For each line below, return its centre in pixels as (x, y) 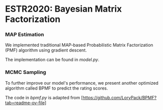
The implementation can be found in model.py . (52, 60)
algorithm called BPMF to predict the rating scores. (56, 88)
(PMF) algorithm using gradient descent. (46, 50)
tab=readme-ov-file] (26, 103)
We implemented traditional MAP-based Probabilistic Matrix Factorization (79, 45)
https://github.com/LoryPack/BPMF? (120, 97)
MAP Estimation (25, 35)
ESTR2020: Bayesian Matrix (64, 9)
